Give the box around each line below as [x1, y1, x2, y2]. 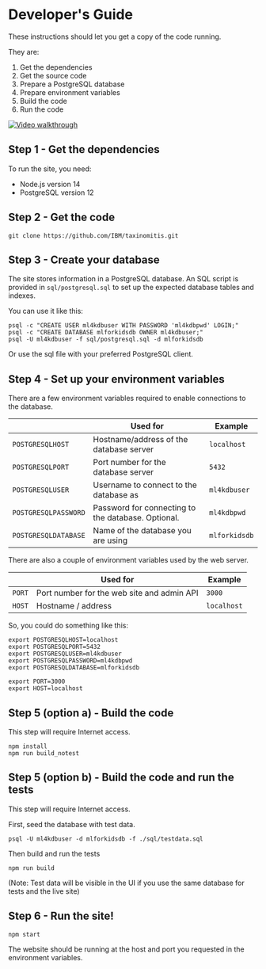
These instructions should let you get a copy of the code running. [8, 32, 222, 41]
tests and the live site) [8, 886, 81, 896]
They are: [8, 47, 40, 56]
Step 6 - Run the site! [8, 910, 115, 923]
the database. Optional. [93, 513, 180, 524]
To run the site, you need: [8, 164, 92, 174]
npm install [8, 742, 47, 750]
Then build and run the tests [8, 849, 101, 858]
